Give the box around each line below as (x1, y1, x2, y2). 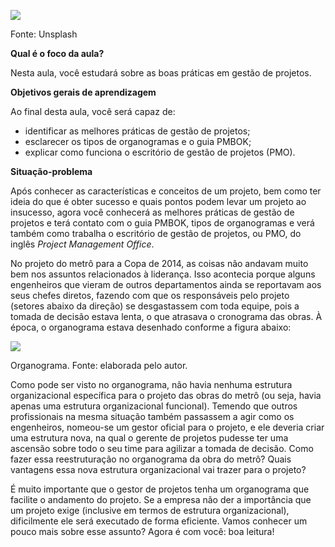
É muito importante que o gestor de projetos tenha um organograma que (10, 483, 310, 495)
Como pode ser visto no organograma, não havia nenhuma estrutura (10, 379, 293, 390)
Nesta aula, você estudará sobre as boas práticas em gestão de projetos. (10, 67, 312, 79)
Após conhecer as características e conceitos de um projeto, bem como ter (10, 185, 322, 197)
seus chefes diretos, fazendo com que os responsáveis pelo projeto (10, 290, 290, 301)
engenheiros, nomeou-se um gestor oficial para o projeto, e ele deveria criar (10, 421, 325, 433)
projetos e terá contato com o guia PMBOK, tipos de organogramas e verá (10, 217, 315, 229)
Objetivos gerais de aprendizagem (10, 86, 157, 98)
